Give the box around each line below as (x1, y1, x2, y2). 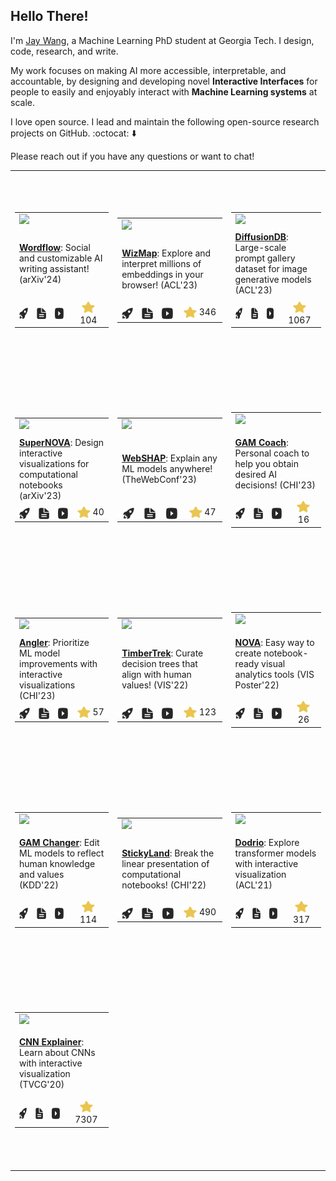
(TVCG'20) (19, 1079, 65, 1091)
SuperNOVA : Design (19, 436, 105, 448)
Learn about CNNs (19, 1047, 96, 1059)
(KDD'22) (19, 879, 59, 891)
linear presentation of (121, 857, 210, 869)
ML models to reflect (19, 847, 105, 859)
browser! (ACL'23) (121, 279, 198, 291)
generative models (234, 274, 312, 286)
